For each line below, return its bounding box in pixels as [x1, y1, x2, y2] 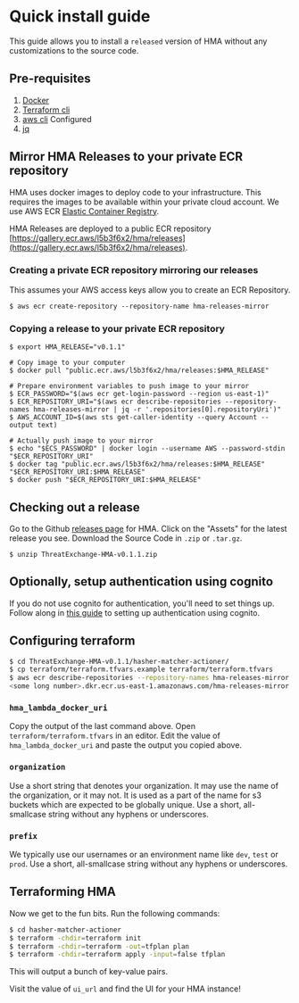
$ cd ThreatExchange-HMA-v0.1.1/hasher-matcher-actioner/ [9, 657, 229, 666]
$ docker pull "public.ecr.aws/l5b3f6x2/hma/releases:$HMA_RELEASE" [9, 366, 270, 376]
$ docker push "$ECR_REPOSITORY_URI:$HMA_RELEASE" [9, 476, 202, 485]
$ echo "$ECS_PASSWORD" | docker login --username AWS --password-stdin [9, 444, 286, 453]
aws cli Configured [21, 113, 92, 124]
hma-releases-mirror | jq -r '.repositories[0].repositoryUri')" [32, 405, 281, 414]
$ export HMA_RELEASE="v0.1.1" [9, 343, 126, 352]
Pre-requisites [9, 71, 91, 87]
